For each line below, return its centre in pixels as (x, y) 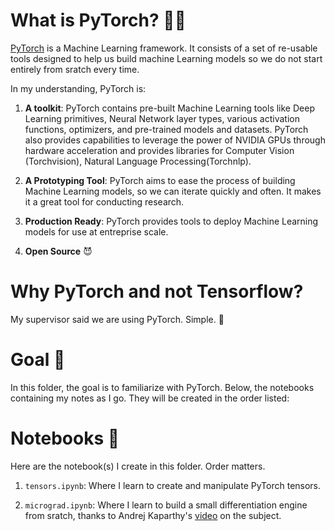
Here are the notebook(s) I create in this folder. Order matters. (138, 466)
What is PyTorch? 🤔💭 (98, 20)
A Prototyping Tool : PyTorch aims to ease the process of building (160, 180)
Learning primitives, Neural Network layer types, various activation (162, 118)
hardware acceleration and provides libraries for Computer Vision (159, 150)
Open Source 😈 (58, 251)
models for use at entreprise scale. (96, 231)
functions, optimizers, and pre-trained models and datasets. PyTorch (166, 129)
